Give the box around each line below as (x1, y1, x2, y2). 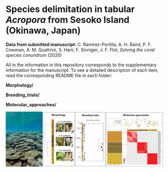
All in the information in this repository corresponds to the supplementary (5, 62, 157, 68)
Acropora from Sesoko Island (5, 14, 129, 26)
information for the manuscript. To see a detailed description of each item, (5, 67, 159, 73)
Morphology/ (5, 82, 33, 88)
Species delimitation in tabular (5, 4, 135, 15)
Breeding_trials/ (5, 92, 40, 98)
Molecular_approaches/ (5, 101, 56, 107)
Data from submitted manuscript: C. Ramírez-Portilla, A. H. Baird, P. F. (5, 41, 152, 47)
